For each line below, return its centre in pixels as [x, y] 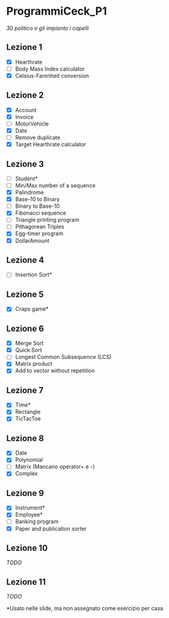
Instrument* [30, 508]
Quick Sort [29, 350]
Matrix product [34, 364]
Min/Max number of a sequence [55, 185]
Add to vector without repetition [55, 371]
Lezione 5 [25, 294]
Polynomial [29, 460]
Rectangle [28, 412]
